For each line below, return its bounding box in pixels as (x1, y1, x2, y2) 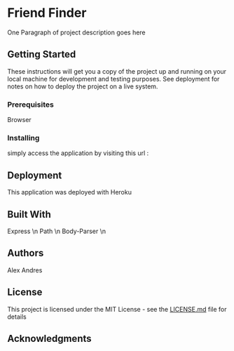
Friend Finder (7, 5, 87, 21)
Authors (7, 247, 44, 259)
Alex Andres (7, 265, 43, 274)
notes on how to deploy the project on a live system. (7, 82, 158, 91)
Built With (7, 208, 51, 220)
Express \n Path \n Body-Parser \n (7, 227, 106, 235)
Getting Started (7, 48, 76, 60)
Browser (7, 116, 32, 124)
